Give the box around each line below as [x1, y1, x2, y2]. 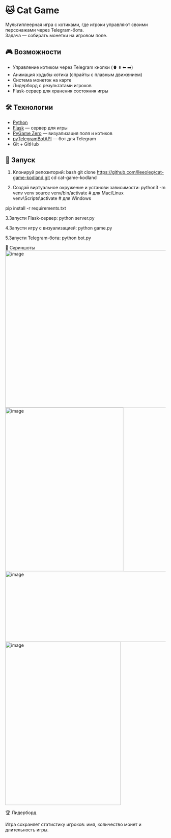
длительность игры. [5, 827, 49, 833]
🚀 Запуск [5, 156, 36, 164]
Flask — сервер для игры [12, 124, 68, 131]
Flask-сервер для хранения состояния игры [12, 88, 108, 94]
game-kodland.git [12, 174, 50, 181]
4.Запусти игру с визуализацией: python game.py [5, 225, 112, 231]
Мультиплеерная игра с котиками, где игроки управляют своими [5, 21, 148, 28]
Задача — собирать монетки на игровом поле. [5, 32, 108, 38]
